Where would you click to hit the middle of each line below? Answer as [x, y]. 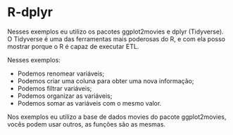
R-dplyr [30, 12]
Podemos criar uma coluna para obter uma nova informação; [106, 80]
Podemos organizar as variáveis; [65, 96]
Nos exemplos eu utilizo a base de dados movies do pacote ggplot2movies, [117, 117]
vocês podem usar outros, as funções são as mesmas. [87, 124]
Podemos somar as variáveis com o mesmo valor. [89, 103]
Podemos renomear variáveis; [61, 73]
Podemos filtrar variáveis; [55, 88]
